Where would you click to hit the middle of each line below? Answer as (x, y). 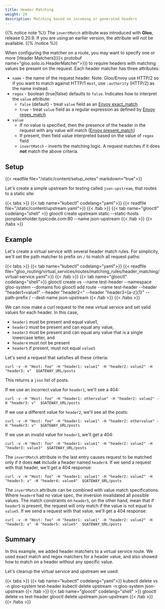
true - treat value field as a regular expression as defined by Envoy (87, 109)
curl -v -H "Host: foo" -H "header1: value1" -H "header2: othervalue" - (82, 421)
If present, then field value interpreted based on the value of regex (86, 135)
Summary (20, 539)
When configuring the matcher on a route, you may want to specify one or (80, 53)
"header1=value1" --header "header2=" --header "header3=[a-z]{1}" (75, 292)
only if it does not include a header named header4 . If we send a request (78, 462)
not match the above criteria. (49, 151)
